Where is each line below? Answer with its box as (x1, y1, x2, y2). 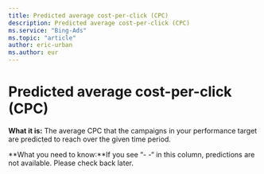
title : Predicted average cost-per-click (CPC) (8, 11, 169, 20)
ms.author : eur (8, 48, 59, 56)
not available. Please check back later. (8, 158, 134, 168)
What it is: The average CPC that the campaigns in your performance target (8, 126, 258, 135)
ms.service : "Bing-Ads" (8, 26, 87, 34)
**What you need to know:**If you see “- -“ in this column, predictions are (8, 149, 255, 159)
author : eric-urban (8, 41, 73, 49)
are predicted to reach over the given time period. (8, 134, 171, 144)
